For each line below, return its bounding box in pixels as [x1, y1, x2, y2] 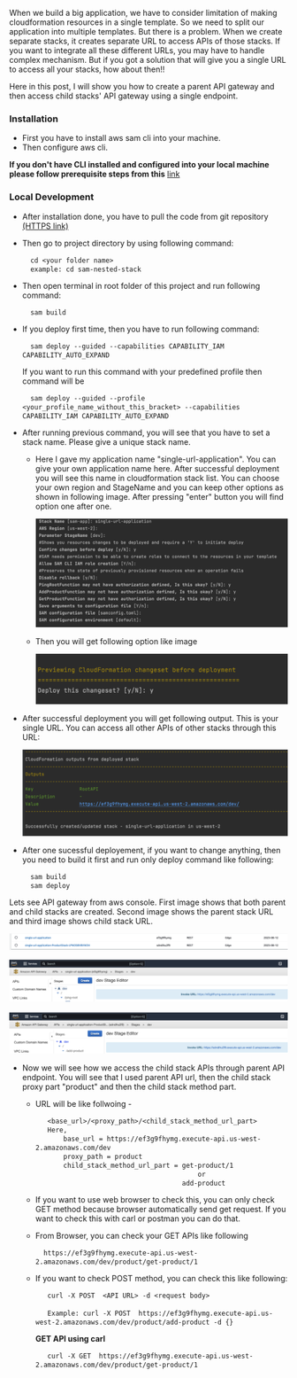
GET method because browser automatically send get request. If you [34, 1203, 286, 1214]
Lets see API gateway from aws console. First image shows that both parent [9, 897, 286, 907]
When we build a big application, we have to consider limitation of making [9, 8, 278, 18]
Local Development [9, 191, 95, 203]
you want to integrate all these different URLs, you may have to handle [9, 45, 265, 56]
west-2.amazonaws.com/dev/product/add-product [34, 1318, 210, 1327]
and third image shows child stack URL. [9, 916, 153, 927]
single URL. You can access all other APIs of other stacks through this [21, 722, 277, 734]
